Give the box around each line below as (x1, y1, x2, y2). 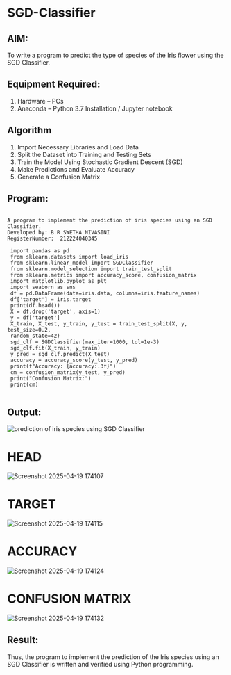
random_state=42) (10, 332, 60, 340)
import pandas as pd (10, 247, 70, 254)
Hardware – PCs (17, 97, 64, 105)
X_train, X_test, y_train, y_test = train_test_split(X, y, (10, 320, 188, 327)
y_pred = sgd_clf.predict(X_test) (10, 351, 110, 358)
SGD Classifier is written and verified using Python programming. (7, 660, 194, 668)
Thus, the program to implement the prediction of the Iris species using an (7, 652, 220, 661)
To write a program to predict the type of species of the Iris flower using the (7, 51, 224, 59)
